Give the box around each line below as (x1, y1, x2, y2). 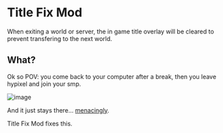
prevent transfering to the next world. (7, 34, 113, 42)
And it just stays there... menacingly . (7, 106, 109, 114)
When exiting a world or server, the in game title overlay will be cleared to (7, 27, 214, 35)
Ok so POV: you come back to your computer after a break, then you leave (7, 72, 217, 80)
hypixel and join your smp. (7, 80, 81, 88)
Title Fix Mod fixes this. (7, 119, 73, 128)
